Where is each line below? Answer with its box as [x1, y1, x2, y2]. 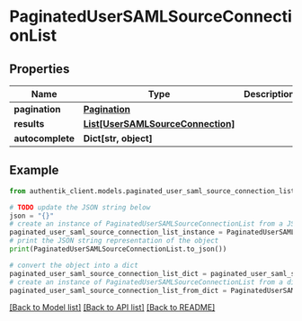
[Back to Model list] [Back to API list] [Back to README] [9, 302, 216, 313]
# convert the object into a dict [9, 261, 139, 270]
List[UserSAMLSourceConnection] [83, 118, 235, 129]
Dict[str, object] [83, 132, 153, 145]
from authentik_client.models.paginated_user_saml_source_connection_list [9, 186, 296, 195]
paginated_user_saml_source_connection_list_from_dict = [9, 286, 227, 295]
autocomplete [13, 132, 75, 145]
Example [9, 163, 59, 178]
